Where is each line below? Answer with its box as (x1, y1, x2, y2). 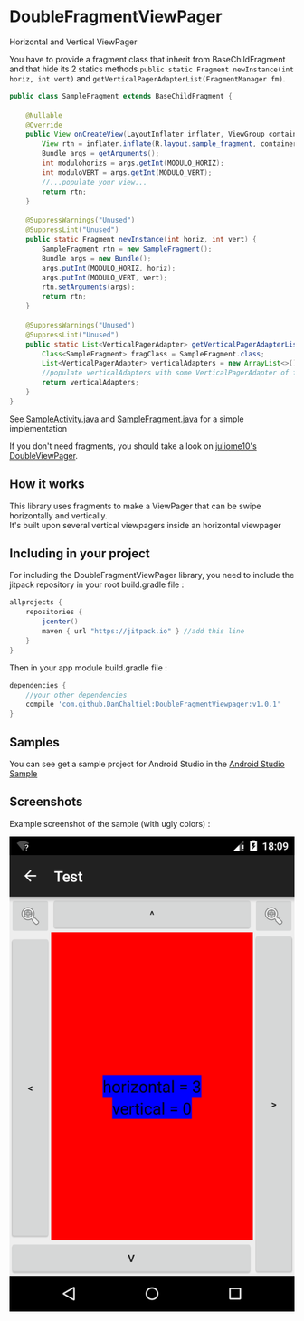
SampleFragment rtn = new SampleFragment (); (42, 244, 213, 253)
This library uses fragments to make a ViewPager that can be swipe (9, 500, 261, 511)
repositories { (25, 608, 83, 617)
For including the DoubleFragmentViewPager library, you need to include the (9, 570, 295, 581)
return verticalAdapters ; (42, 378, 140, 387)
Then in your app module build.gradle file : (9, 662, 167, 673)
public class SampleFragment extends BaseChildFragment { (9, 91, 233, 100)
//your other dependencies (25, 690, 128, 699)
